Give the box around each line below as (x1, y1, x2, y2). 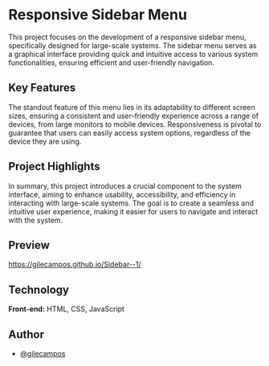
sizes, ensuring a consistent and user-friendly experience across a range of (8, 111, 259, 120)
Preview (8, 238, 51, 252)
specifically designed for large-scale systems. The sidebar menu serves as (8, 40, 257, 50)
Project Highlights (8, 160, 100, 173)
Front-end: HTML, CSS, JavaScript (8, 304, 124, 314)
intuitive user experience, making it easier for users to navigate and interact (8, 206, 259, 216)
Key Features (8, 81, 76, 95)
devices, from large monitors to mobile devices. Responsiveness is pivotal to (8, 119, 262, 129)
